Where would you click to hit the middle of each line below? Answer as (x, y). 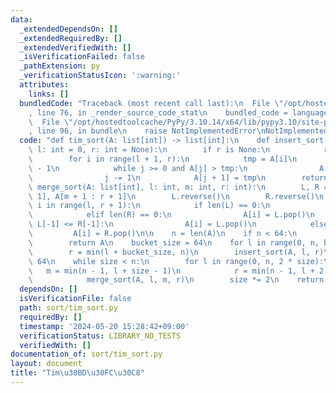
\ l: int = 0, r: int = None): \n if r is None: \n (149, 150)
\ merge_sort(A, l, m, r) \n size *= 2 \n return (176, 280)
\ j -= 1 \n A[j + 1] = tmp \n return (178, 177)
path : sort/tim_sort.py (68, 308)
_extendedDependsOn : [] (68, 29)
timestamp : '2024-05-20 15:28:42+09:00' (104, 326)
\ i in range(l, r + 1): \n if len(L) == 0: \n (149, 206)
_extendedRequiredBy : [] (71, 38)
